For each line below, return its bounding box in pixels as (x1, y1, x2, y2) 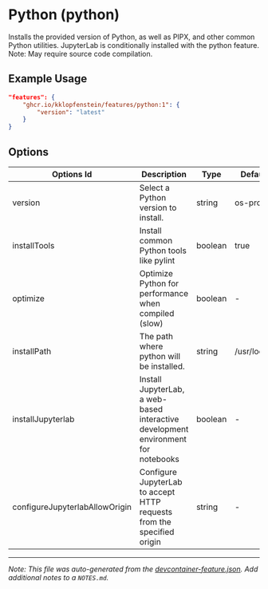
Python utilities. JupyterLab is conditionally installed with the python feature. (8, 40, 259, 49)
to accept (139, 486, 175, 497)
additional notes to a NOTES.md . (8, 572, 109, 582)
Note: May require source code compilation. (8, 49, 153, 58)
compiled (139, 307, 175, 318)
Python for (139, 278, 179, 289)
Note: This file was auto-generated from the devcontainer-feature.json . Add (8, 564, 258, 574)
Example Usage (8, 72, 88, 85)
